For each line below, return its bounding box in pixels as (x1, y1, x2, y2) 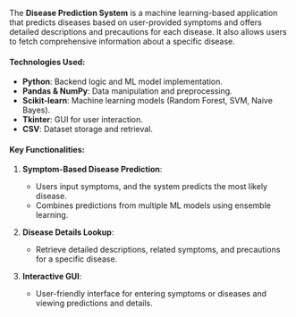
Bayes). (21, 104, 51, 115)
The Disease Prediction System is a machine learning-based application (9, 8, 278, 18)
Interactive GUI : (21, 271, 82, 282)
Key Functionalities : (9, 144, 85, 154)
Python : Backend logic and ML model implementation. (21, 76, 224, 88)
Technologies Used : (9, 56, 86, 67)
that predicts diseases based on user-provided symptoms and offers (9, 17, 262, 28)
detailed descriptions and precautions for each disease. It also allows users (9, 27, 288, 37)
